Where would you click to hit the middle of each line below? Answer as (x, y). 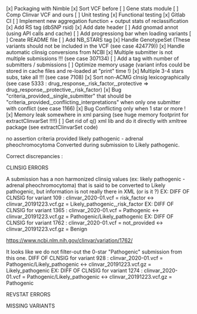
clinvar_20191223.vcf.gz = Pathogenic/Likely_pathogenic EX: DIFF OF (90, 216)
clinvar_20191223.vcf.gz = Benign (47, 229)
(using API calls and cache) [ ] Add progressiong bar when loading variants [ (99, 34)
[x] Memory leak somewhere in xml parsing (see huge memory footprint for (98, 115)
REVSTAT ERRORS (29, 294)
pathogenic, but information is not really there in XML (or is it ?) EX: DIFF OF (98, 191)
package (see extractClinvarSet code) (52, 127)
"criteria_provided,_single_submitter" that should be (69, 96)
